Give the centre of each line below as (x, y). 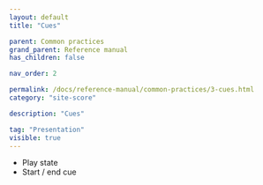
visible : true (35, 137)
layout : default (39, 17)
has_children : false (47, 58)
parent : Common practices (56, 41)
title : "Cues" (35, 26)
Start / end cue (49, 172)
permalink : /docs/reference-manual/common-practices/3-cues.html (131, 90)
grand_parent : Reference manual (68, 49)
